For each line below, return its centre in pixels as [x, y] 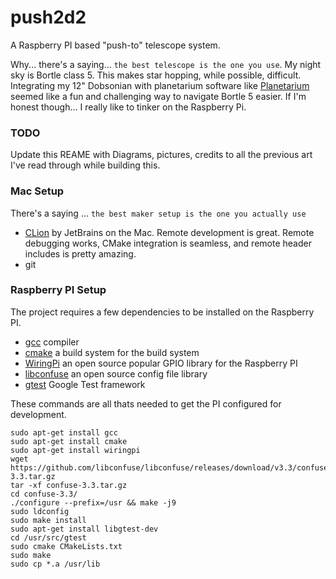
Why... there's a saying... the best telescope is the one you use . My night [166, 64]
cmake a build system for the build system [112, 352]
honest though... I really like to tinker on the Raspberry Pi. [128, 107]
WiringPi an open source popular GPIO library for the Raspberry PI [161, 363]
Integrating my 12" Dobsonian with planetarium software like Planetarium [160, 85]
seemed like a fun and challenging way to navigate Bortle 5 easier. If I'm [158, 96]
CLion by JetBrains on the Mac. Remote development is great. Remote [169, 232]
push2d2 [48, 17]
